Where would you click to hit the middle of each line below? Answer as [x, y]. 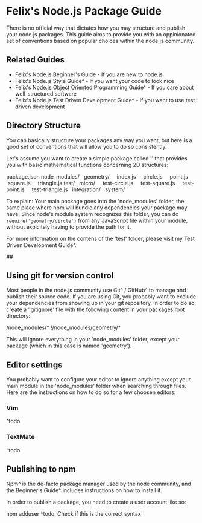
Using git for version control [60, 276]
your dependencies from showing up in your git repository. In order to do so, [101, 303]
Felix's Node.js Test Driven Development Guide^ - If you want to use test [105, 100]
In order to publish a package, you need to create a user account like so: [96, 502]
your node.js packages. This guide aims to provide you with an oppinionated [101, 34]
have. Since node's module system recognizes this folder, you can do [93, 214]
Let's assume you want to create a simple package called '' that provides [97, 158]
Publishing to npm [41, 469]
